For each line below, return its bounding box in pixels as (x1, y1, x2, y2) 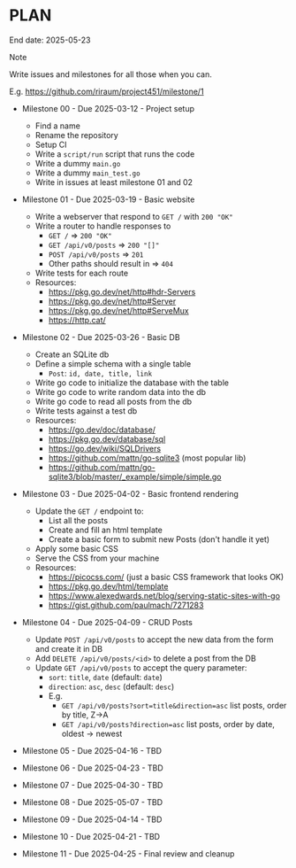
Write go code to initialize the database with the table (34, 377, 230, 388)
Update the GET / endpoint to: (34, 506, 144, 516)
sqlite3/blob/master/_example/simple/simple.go (48, 471, 222, 482)
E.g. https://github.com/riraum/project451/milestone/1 (9, 86, 205, 97)
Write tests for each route (34, 267, 129, 278)
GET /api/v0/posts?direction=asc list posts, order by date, (61, 718, 276, 729)
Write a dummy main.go (34, 158, 121, 168)
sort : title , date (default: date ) (48, 671, 163, 682)
